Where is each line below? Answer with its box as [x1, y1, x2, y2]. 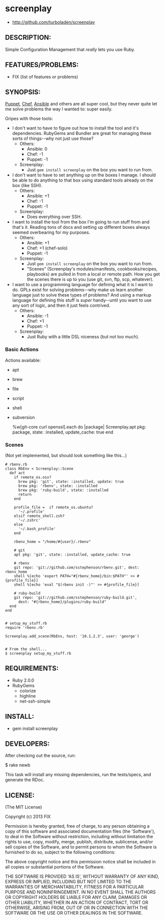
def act [9, 470, 26, 475]
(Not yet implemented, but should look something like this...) [5, 452, 127, 458]
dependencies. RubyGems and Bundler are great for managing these [12, 131, 152, 136]
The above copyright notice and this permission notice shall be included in [5, 859, 156, 865]
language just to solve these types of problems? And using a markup [12, 292, 151, 298]
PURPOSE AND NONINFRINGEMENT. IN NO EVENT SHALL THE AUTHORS [5, 889, 156, 895]
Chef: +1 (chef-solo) [27, 245, 68, 251]
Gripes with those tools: [5, 116, 53, 122]
